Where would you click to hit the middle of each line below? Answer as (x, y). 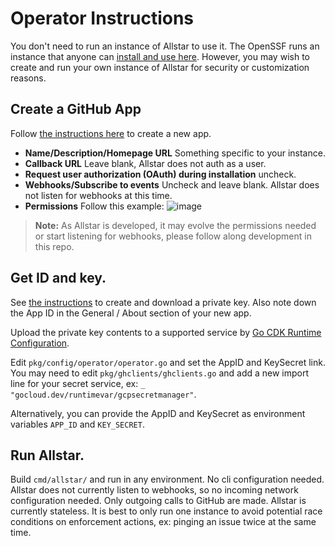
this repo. (54, 246)
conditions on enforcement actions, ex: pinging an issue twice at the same (163, 522)
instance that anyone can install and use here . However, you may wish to (160, 56)
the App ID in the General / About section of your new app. (131, 313)
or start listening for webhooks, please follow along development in (173, 236)
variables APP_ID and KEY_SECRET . (77, 424)
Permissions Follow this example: (94, 206)
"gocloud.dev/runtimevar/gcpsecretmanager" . (103, 394)
